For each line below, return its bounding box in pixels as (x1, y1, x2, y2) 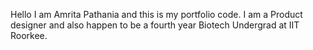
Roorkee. (10, 30, 48, 41)
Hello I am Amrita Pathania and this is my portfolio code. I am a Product (10, 9, 303, 20)
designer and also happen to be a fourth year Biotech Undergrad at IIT (10, 19, 300, 31)
